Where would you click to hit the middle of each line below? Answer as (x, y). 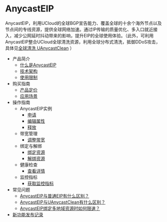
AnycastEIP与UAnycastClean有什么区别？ (63, 202)
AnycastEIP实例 (36, 108)
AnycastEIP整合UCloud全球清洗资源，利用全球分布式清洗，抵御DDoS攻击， (83, 42)
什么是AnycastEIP (38, 65)
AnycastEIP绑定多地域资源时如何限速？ (60, 208)
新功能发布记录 (28, 215)
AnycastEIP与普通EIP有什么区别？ (55, 196)
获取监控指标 (40, 183)
